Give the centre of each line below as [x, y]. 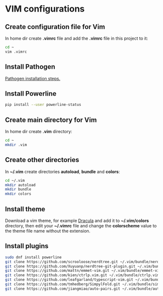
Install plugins [27, 246]
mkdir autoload [20, 185]
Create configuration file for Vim [55, 27]
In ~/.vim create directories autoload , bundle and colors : [63, 171]
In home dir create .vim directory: [39, 132]
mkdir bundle [18, 190]
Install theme [25, 209]
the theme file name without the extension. [48, 231]
